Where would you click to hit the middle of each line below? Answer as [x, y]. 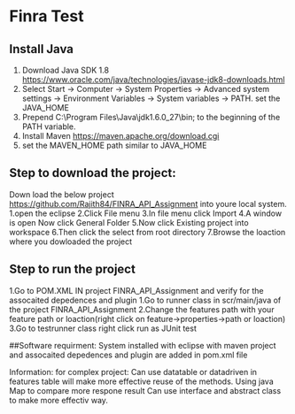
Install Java [41, 49]
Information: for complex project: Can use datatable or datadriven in [133, 372]
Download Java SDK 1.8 [65, 70]
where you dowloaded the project [71, 241]
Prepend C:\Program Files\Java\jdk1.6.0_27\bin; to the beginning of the [151, 117]
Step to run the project [72, 269]
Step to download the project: [93, 173]
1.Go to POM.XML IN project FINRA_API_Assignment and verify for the [136, 290]
